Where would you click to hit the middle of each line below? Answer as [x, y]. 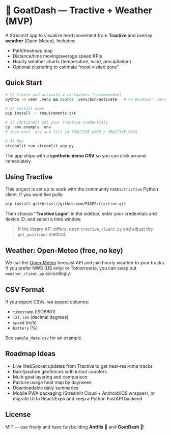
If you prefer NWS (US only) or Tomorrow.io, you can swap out [71, 268]
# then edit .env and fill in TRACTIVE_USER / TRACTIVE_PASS [72, 132]
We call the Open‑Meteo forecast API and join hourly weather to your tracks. [85, 263]
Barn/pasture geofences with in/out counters [60, 371]
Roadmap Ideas [31, 354]
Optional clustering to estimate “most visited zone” [66, 67]
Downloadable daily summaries [46, 388]
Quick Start [24, 83]
